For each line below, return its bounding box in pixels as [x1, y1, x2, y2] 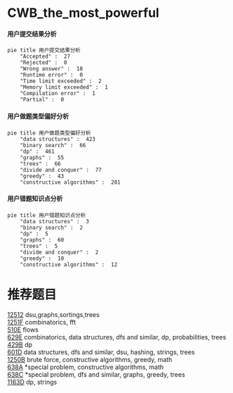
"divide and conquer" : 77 [20, 166, 102, 173]
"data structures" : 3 [20, 218, 90, 225]
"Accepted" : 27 [20, 53, 71, 61]
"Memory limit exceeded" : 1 [20, 84, 109, 91]
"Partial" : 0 [20, 96, 65, 104]
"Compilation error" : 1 [20, 90, 96, 97]
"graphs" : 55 [20, 154, 65, 161]
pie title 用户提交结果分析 [7, 47, 81, 54]
